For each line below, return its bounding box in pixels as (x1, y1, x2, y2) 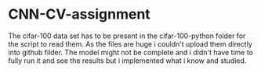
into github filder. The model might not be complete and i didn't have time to (8, 47, 253, 57)
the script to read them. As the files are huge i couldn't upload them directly (8, 39, 252, 48)
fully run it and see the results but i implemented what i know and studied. (8, 56, 247, 65)
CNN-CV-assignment (8, 5, 150, 23)
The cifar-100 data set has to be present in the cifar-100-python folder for (8, 31, 246, 40)
